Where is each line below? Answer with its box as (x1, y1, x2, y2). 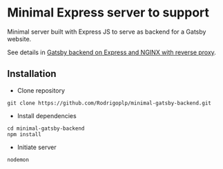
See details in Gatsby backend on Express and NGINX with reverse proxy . (7, 48, 216, 56)
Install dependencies (17, 111, 77, 120)
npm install (7, 131, 41, 138)
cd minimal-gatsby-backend (7, 125, 85, 132)
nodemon (7, 156, 30, 163)
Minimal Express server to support (7, 5, 209, 21)
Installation (7, 68, 57, 80)
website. (7, 34, 32, 43)
